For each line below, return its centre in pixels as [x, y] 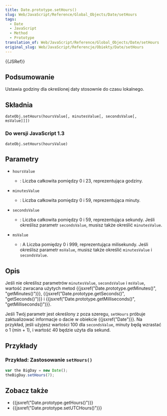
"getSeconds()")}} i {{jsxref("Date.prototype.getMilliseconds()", [70, 299]
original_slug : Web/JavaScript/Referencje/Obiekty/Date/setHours [74, 47]
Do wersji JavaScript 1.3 [35, 133]
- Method [19, 33]
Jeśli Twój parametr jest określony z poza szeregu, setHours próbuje [75, 314]
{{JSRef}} [15, 61]
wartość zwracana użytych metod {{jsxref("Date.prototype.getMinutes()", [81, 288]
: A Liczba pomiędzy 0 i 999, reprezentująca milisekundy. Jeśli [84, 245]
